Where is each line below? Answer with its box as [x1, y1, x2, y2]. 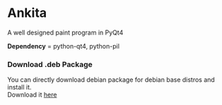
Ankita [7, 5, 47, 21]
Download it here [7, 90, 57, 99]
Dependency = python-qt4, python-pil [7, 42, 120, 50]
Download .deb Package [7, 59, 93, 69]
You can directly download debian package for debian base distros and [7, 75, 216, 84]
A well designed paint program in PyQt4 [7, 28, 124, 37]
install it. [7, 83, 32, 92]
